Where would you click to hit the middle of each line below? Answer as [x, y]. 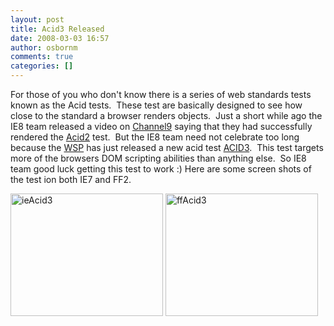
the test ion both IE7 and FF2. [71, 179]
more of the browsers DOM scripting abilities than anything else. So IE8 [158, 158]
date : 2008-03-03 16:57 [60, 38]
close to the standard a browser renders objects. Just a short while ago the [166, 115]
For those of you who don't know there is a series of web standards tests [161, 94]
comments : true [42, 57]
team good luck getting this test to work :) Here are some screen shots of [161, 169]
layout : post [37, 19]
